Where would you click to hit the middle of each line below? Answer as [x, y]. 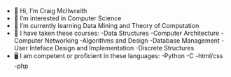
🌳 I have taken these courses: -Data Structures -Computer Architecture [117, 33]
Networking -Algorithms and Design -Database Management [132, 41]
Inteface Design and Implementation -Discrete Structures [112, 48]
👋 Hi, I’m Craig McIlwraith [50, 11]
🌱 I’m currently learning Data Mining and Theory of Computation [106, 26]
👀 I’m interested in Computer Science [68, 18]
